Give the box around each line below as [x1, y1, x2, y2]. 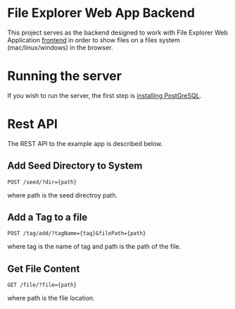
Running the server [7, 68, 122, 84]
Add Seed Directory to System [7, 160, 143, 172]
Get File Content [7, 262, 80, 274]
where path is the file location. [7, 294, 95, 303]
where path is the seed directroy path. [7, 190, 118, 199]
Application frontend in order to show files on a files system [7, 35, 181, 44]
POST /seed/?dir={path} [7, 178, 77, 186]
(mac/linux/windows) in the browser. [7, 43, 113, 51]
